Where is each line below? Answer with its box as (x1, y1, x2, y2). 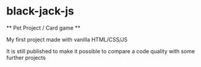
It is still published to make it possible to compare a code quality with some (6, 47, 196, 55)
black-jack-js (6, 4, 75, 18)
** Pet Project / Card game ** (6, 24, 81, 31)
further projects (6, 54, 46, 61)
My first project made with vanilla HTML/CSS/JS (6, 36, 128, 43)
